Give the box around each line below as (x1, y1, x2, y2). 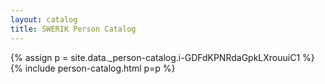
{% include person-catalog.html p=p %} (10, 62, 176, 74)
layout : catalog (10, 14, 78, 25)
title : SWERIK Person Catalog (10, 24, 137, 34)
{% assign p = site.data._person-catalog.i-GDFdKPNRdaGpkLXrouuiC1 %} (10, 51, 315, 63)
